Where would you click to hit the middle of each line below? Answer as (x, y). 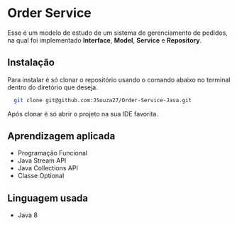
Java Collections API (48, 168)
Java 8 (27, 215)
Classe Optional (41, 176)
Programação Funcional (52, 153)
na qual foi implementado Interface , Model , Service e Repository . (105, 40)
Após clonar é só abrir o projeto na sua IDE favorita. (83, 114)
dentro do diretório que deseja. (53, 87)
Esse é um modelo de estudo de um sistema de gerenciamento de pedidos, (118, 33)
